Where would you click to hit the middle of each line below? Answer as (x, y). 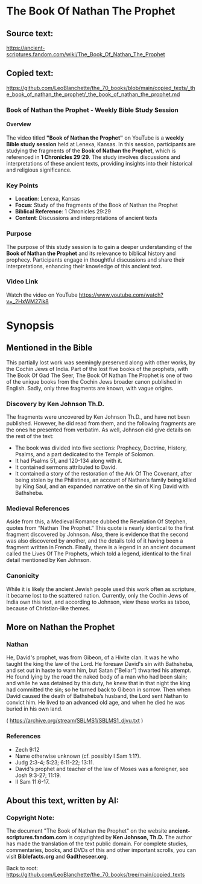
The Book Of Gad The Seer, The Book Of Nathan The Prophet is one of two (99, 375)
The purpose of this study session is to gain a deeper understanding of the (99, 247)
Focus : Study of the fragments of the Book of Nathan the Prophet (96, 205)
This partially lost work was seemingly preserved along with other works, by (101, 362)
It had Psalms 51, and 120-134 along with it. (68, 461)
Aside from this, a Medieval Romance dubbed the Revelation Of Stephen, (97, 521)
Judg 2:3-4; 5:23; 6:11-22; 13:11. (55, 762)
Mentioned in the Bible (49, 348)
